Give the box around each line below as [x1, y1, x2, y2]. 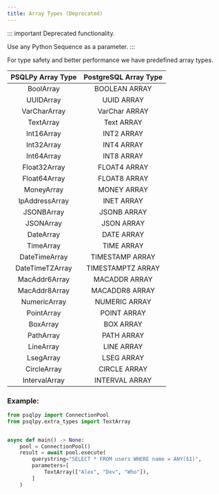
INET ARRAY [103, 196, 143, 206]
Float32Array [22, 162, 65, 172]
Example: [7, 396, 39, 406]
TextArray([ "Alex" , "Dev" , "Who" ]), [43, 468, 149, 476]
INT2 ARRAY [103, 128, 143, 138]
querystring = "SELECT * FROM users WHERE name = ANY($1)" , [32, 456, 202, 463]
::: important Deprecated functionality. [7, 29, 115, 37]
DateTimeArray [19, 252, 68, 261]
